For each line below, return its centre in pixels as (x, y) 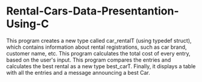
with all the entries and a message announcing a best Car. (78, 72)
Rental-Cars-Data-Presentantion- (93, 11)
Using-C (28, 24)
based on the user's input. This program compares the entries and (89, 60)
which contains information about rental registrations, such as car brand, (96, 47)
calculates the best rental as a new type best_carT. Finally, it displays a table (101, 66)
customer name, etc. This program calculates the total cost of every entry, (99, 53)
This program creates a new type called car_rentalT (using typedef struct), (99, 40)
